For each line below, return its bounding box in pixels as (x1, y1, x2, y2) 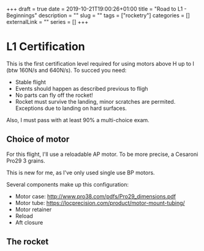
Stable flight (15, 78, 46, 85)
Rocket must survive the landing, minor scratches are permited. (15, 98, 176, 105)
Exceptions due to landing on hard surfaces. (15, 104, 127, 112)
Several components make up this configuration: (6, 180, 129, 188)
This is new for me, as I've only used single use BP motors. (6, 169, 155, 176)
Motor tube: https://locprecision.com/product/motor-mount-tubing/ (15, 199, 185, 206)
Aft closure (15, 218, 43, 226)
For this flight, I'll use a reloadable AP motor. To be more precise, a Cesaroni (6, 150, 198, 158)
